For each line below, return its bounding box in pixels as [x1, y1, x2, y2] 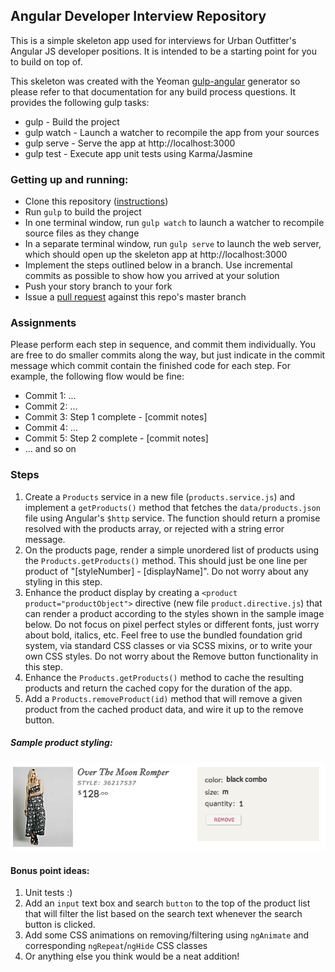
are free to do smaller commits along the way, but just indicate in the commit [10, 349, 326, 361]
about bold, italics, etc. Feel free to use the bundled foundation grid [24, 629, 303, 641]
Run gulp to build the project [24, 206, 142, 218]
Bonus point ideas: [10, 864, 90, 876]
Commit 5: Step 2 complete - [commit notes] [24, 432, 209, 444]
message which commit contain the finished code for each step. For [10, 360, 291, 372]
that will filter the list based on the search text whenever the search [24, 908, 303, 920]
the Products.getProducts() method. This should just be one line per [24, 554, 308, 566]
